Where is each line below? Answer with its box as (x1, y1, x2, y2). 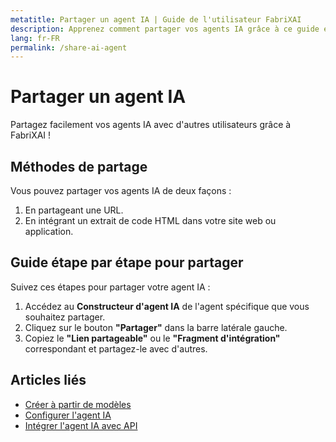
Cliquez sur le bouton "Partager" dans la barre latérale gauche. (24, 321, 288, 333)
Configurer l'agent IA (24, 409, 112, 421)
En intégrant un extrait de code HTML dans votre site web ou (24, 215, 277, 226)
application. (24, 226, 74, 237)
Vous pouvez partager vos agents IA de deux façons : (10, 185, 232, 196)
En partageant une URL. (24, 204, 124, 216)
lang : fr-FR (10, 33, 60, 43)
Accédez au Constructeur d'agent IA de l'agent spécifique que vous (24, 300, 310, 312)
